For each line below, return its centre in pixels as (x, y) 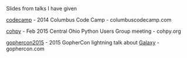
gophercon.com (25, 49)
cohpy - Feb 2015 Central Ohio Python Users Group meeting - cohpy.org (93, 31)
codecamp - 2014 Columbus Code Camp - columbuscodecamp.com (89, 20)
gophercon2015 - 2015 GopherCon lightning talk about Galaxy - (83, 42)
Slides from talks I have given (42, 8)
